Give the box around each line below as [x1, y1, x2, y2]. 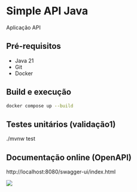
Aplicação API [6, 24, 41, 31]
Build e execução [6, 87, 72, 97]
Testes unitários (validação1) [6, 119, 116, 129]
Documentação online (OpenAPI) [6, 152, 132, 162]
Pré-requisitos [6, 41, 62, 51]
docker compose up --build [6, 103, 74, 109]
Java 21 [14, 57, 34, 64]
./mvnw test [6, 135, 36, 143]
